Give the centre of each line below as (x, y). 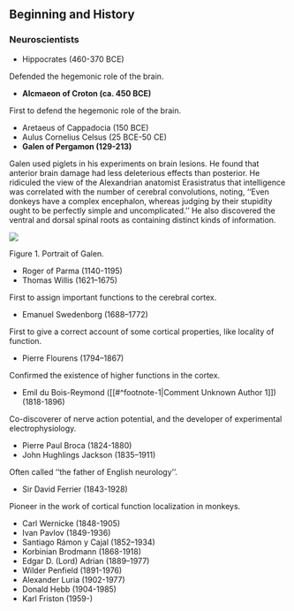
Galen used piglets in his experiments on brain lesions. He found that (134, 164)
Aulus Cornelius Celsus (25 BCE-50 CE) (94, 137)
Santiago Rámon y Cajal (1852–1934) (89, 542)
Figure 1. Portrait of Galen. (57, 253)
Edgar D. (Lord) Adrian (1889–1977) (86, 561)
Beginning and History (72, 15)
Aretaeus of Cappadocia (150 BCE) (85, 127)
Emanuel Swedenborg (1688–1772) (85, 314)
